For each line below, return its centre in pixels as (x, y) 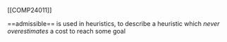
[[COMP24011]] (30, 10)
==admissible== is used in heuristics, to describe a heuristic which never (114, 23)
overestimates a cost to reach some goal (66, 31)
